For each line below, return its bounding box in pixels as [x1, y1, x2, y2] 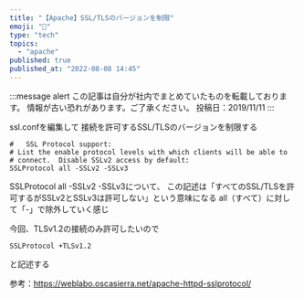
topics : [9, 38, 39, 48]
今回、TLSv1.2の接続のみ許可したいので [9, 223, 160, 234]
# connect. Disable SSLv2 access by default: [9, 155, 190, 165]
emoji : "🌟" [9, 22, 51, 31]
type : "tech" [9, 30, 59, 39]
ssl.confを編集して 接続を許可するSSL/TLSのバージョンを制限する [9, 121, 258, 133]
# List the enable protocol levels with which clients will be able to [9, 147, 288, 156]
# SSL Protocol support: [9, 139, 112, 149]
